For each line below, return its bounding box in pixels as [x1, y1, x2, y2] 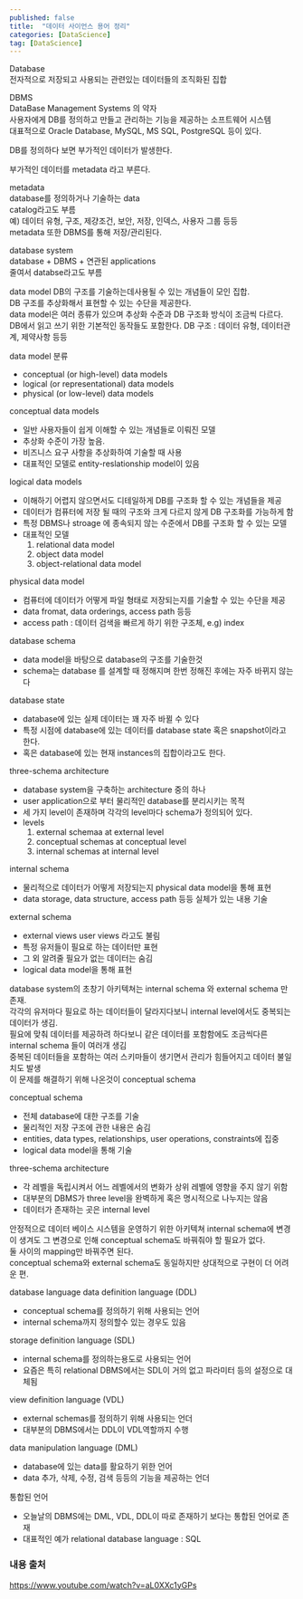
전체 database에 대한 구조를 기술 [22, 1111, 140, 1122]
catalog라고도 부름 [9, 205, 77, 215]
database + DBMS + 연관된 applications [9, 255, 156, 267]
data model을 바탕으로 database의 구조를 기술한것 [22, 654, 204, 665]
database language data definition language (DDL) [9, 1287, 197, 1297]
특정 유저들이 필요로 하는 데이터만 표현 [22, 942, 158, 953]
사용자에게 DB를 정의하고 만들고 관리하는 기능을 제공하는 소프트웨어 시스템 [9, 114, 271, 125]
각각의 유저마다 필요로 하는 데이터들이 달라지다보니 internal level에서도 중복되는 [9, 1006, 291, 1017]
